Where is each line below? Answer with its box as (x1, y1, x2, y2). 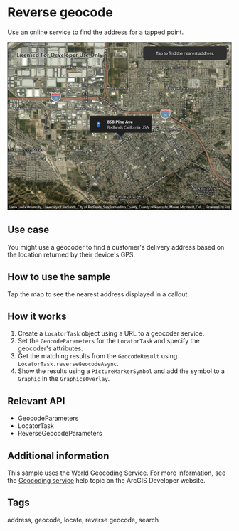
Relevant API (7, 395, 65, 407)
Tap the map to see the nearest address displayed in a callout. (7, 289, 190, 299)
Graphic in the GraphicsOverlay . (17, 375, 110, 383)
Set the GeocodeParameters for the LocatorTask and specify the (17, 337, 201, 345)
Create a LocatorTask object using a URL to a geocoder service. (17, 329, 205, 338)
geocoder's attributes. (17, 344, 83, 353)
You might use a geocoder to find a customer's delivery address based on (7, 242, 225, 251)
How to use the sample (7, 271, 111, 283)
